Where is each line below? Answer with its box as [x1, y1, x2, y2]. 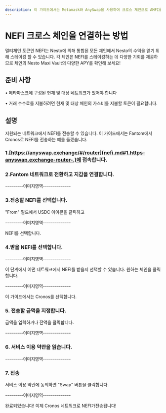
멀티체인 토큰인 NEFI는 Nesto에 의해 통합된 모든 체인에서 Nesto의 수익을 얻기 [5, 48, 155, 54]
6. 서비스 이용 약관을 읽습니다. [5, 344, 73, 351]
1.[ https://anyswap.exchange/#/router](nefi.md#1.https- [5, 149, 145, 156]
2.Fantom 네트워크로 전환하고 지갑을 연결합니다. [5, 171, 115, 178]
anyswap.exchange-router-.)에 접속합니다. [5, 157, 108, 164]
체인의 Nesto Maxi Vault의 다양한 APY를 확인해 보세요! [14, 60, 121, 66]
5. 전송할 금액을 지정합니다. [5, 307, 67, 314]
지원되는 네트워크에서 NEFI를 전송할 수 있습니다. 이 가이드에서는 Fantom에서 [5, 130, 153, 136]
